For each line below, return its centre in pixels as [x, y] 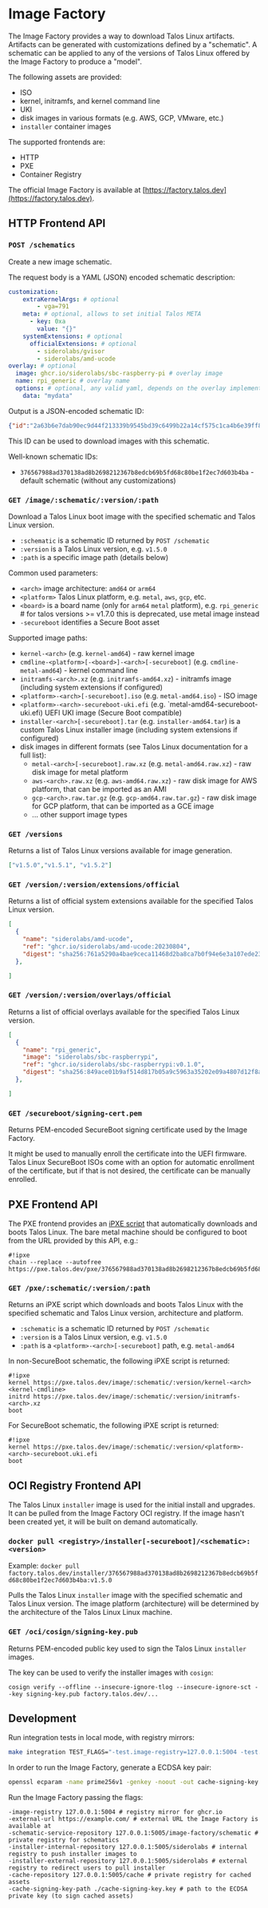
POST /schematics [42, 245]
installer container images [65, 126]
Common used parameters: [53, 573]
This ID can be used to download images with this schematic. [109, 441]
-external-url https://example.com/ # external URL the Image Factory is [134, 1819]
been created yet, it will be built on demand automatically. [103, 1522]
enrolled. [23, 1179]
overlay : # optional [43, 366]
